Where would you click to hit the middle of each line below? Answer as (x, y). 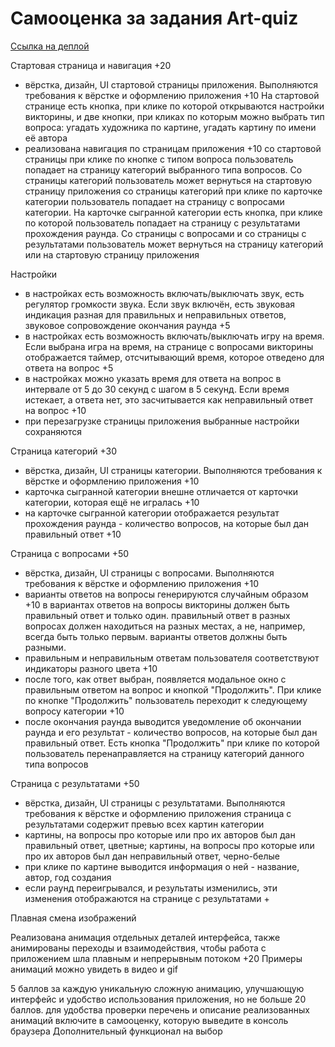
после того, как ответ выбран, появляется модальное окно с (155, 679)
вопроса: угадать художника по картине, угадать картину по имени (170, 127)
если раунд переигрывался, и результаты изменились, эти (151, 888)
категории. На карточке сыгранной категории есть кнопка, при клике (173, 212)
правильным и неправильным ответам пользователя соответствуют (172, 658)
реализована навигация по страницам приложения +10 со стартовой (173, 148)
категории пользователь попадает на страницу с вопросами (154, 201)
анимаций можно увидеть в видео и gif (94, 969)
